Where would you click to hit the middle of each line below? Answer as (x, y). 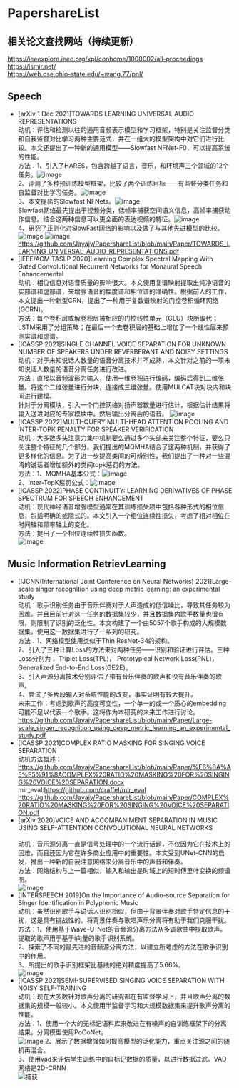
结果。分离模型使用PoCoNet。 (62, 1032)
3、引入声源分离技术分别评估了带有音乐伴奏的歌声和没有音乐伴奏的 (117, 676)
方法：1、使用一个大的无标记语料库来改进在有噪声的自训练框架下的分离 (122, 1023)
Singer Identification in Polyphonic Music (78, 902)
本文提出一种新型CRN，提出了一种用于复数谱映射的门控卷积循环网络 (118, 300)
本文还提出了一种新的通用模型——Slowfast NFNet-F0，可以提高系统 (130, 147)
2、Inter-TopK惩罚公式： (54, 482)
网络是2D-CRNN (42, 1068)
